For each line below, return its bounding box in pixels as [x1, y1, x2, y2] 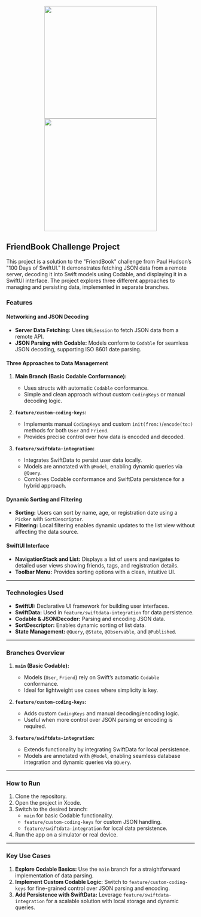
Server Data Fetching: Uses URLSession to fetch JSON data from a [14, 326, 179, 333]
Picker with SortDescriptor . [14, 515, 84, 522]
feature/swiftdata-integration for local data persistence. [23, 825, 167, 832]
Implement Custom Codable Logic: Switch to [14, 878, 127, 885]
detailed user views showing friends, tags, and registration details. [14, 561, 179, 569]
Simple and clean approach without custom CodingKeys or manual [23, 391, 185, 398]
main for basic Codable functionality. [23, 812, 114, 819]
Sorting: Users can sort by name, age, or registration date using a [14, 509, 178, 516]
